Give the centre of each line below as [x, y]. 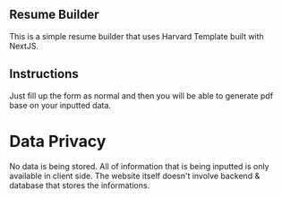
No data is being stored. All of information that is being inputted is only [140, 166]
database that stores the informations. [80, 185]
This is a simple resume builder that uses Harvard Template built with [137, 36]
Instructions [44, 74]
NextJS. [24, 46]
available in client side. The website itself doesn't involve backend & [135, 176]
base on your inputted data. [60, 105]
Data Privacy [58, 141]
